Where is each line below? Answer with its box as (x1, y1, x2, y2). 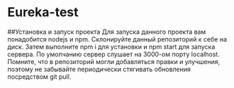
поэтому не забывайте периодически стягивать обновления (7, 65, 191, 73)
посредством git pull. (7, 72, 72, 81)
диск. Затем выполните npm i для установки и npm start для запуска (7, 42, 216, 51)
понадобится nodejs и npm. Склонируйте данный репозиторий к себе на (7, 34, 228, 43)
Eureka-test (7, 4, 79, 20)
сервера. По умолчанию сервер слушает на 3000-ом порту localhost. (7, 50, 220, 58)
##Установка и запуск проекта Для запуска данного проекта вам (7, 27, 206, 36)
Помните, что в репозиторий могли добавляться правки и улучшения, (7, 57, 221, 65)
